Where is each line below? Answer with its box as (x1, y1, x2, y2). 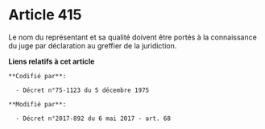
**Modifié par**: (8, 100, 67, 108)
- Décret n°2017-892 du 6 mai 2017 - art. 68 (15, 114, 172, 123)
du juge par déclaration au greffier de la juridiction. (8, 40, 177, 50)
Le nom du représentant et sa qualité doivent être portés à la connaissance (8, 32, 258, 42)
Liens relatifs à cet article (8, 56, 95, 66)
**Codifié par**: (8, 72, 67, 80)
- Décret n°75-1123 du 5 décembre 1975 (15, 86, 150, 94)
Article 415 (8, 6, 82, 24)
